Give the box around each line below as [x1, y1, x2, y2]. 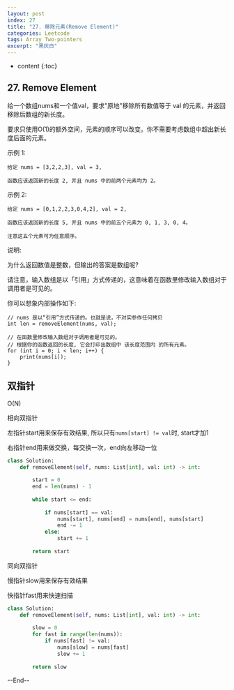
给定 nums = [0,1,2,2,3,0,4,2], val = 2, [7, 205, 127, 213]
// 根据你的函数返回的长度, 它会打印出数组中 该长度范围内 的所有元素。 [7, 341, 190, 348]
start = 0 [32, 477, 61, 483]
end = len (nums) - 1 [32, 483, 92, 490]
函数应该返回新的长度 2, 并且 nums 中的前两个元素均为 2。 [7, 177, 159, 184]
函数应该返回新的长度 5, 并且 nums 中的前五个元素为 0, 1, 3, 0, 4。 [7, 219, 192, 226]
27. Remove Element [7, 82, 97, 94]
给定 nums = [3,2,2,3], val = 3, [7, 163, 102, 171]
